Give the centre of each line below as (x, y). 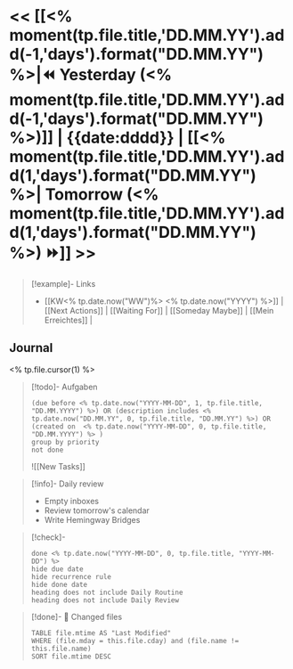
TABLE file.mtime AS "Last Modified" (101, 633)
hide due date (57, 569)
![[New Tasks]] (58, 466)
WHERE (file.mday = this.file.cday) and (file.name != (135, 640)
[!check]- (48, 537)
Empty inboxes (72, 501)
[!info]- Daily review (67, 484)
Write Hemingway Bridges (92, 519)
